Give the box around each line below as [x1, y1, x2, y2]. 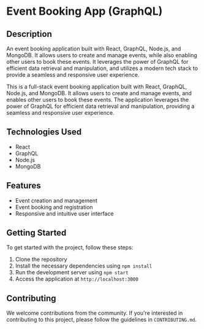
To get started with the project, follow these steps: [6, 244, 134, 251]
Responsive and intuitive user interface [15, 210, 114, 217]
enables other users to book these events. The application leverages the [6, 96, 189, 103]
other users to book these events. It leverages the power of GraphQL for [6, 58, 189, 65]
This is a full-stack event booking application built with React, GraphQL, [6, 83, 187, 90]
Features [6, 180, 41, 191]
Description [6, 29, 52, 39]
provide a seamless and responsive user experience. [6, 71, 140, 78]
